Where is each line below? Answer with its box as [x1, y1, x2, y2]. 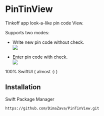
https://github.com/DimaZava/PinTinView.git [5, 106, 99, 111]
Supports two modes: [5, 29, 50, 35]
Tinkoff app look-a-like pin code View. [5, 20, 84, 26]
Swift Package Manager [5, 96, 54, 102]
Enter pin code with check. [12, 54, 68, 60]
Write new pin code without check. [12, 39, 84, 45]
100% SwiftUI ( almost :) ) [5, 68, 58, 74]
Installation [5, 83, 41, 92]
